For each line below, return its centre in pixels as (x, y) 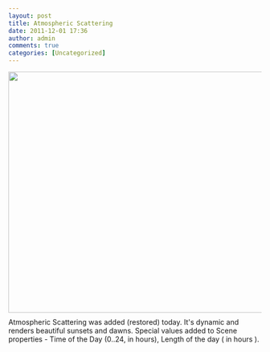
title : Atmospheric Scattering (61, 23)
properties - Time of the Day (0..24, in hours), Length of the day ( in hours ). (134, 339)
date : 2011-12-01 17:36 (48, 31)
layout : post (30, 16)
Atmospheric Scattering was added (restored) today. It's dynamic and (124, 322)
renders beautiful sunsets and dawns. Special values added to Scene (123, 331)
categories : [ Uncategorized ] (57, 53)
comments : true (34, 46)
